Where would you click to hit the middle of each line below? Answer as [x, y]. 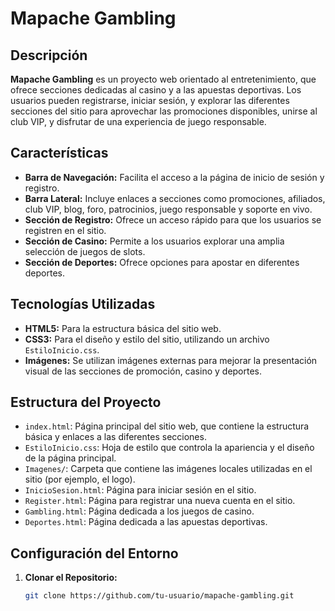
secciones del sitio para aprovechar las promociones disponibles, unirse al [164, 111]
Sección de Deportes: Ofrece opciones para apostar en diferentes [162, 262]
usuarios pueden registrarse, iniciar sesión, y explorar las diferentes [150, 100]
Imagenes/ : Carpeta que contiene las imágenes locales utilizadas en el [168, 469]
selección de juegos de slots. [85, 251]
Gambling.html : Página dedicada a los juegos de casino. [139, 511]
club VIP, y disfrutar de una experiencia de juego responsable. [138, 121]
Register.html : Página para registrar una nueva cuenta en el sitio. [160, 501]
